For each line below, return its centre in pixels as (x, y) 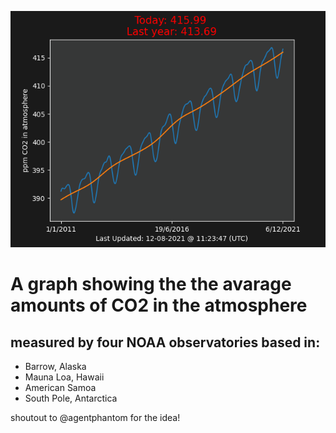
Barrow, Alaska (55, 366)
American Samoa (60, 387)
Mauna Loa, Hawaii (64, 377)
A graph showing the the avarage (151, 284)
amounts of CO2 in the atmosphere (159, 305)
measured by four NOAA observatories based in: (165, 342)
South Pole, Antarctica (71, 398)
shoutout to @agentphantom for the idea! (95, 417)
